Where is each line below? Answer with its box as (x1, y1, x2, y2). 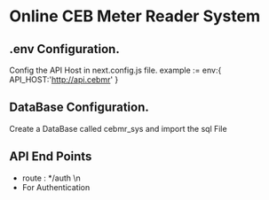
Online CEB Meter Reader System (9, 6, 260, 27)
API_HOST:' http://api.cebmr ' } (9, 74, 119, 85)
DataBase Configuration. (9, 100, 149, 115)
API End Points (9, 149, 92, 165)
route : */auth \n (21, 173, 82, 183)
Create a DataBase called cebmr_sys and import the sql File (9, 123, 228, 134)
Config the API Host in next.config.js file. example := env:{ (9, 65, 222, 75)
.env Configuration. (9, 42, 120, 57)
